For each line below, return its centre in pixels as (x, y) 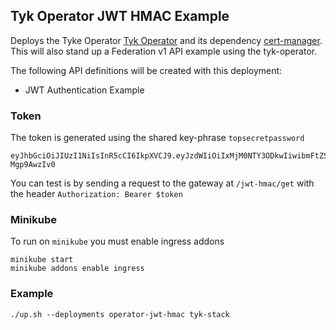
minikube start (42, 260)
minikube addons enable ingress (77, 269)
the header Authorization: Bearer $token (96, 194)
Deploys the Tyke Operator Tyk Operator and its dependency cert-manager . (166, 40)
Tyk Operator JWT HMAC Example (120, 16)
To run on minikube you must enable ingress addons (117, 241)
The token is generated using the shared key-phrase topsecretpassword (157, 138)
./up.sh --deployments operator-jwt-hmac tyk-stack (120, 314)
